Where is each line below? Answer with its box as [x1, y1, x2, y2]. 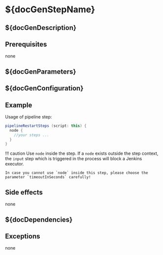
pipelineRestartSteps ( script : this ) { [5, 123, 87, 128]
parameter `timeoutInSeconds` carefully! [5, 175, 91, 180]
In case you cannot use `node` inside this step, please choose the [5, 170, 148, 175]
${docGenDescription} [5, 24, 77, 32]
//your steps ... [14, 132, 50, 138]
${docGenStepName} [5, 4, 95, 15]
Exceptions [5, 232, 40, 240]
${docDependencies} [5, 215, 73, 224]
